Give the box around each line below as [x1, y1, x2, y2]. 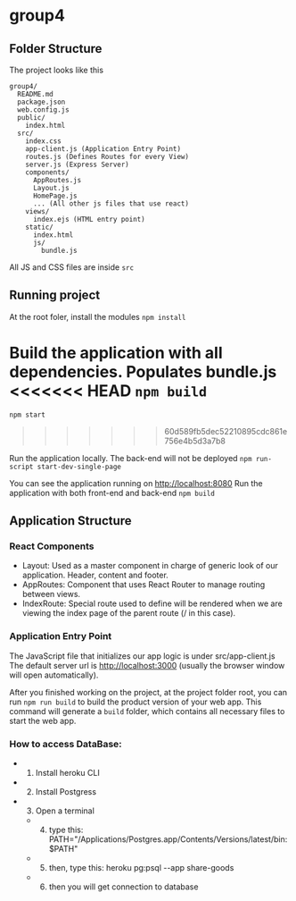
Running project [9, 288, 101, 303]
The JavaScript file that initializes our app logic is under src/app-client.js [9, 650, 275, 661]
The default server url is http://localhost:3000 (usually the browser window [9, 660, 285, 670]
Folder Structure [9, 41, 103, 56]
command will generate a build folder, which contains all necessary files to [9, 705, 285, 716]
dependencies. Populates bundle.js [9, 362, 277, 382]
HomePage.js [32, 191, 78, 200]
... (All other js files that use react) [32, 199, 190, 208]
